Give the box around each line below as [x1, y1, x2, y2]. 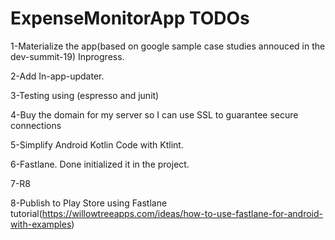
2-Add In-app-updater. [10, 70, 105, 82]
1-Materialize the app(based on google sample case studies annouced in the [10, 40, 326, 52]
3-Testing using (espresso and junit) [10, 89, 160, 101]
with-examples [10, 218, 72, 230]
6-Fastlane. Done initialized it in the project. [10, 158, 190, 170]
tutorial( [10, 207, 43, 219]
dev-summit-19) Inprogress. [10, 50, 125, 62]
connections [10, 119, 62, 131]
